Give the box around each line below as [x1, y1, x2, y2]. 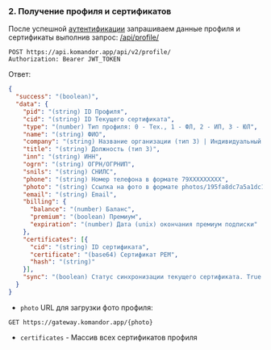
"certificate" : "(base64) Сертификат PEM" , [29, 251, 179, 259]
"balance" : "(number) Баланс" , [29, 205, 135, 213]
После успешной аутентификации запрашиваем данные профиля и [8, 24, 240, 34]
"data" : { [15, 100, 48, 108]
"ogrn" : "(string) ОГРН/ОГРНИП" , [23, 160, 135, 169]
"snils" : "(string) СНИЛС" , [23, 167, 117, 175]
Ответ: [8, 70, 31, 79]
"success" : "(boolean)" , [15, 93, 99, 101]
